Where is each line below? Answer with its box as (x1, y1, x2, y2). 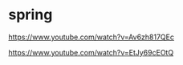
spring (8, 6, 53, 24)
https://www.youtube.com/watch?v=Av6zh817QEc (8, 32, 175, 42)
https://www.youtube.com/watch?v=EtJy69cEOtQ (8, 47, 174, 57)
